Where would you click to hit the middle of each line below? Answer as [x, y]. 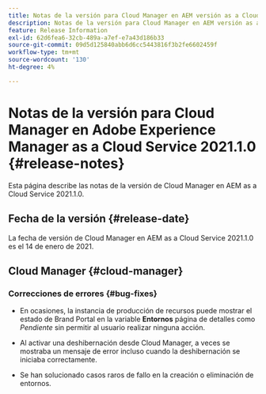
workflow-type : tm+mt [44, 52]
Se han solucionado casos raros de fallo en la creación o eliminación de [137, 375]
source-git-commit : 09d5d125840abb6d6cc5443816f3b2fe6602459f [113, 45]
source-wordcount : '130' [49, 60]
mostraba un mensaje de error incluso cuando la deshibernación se [130, 351]
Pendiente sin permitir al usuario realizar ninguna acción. [112, 328]
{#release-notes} [66, 163]
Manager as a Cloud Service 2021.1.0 [132, 146]
